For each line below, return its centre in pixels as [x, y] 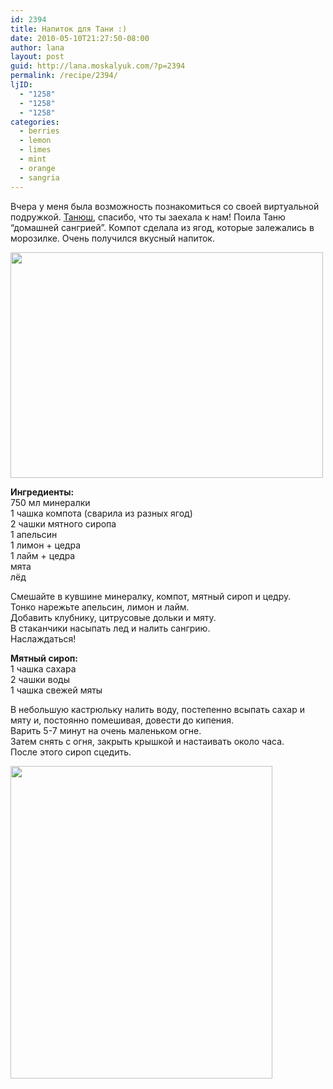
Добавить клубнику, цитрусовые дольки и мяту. [113, 617]
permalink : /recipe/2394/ [64, 76]
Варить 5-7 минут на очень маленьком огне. [106, 730]
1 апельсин [34, 534]
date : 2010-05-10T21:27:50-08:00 [80, 38]
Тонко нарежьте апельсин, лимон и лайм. [100, 607]
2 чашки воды [40, 679]
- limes [35, 150]
